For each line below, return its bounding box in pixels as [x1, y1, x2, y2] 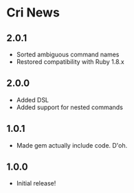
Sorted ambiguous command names [16, 50, 120, 58]
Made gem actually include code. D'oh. [16, 141, 128, 149]
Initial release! [16, 179, 56, 188]
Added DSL [16, 95, 49, 104]
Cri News [6, 5, 60, 21]
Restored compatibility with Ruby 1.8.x [16, 58, 124, 66]
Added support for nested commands [16, 103, 123, 111]
